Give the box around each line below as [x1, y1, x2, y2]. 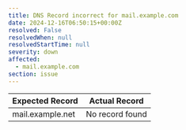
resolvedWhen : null [8, 33, 73, 42]
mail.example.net [12, 108, 76, 119]
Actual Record [89, 95, 144, 106]
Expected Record [12, 95, 78, 106]
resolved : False [8, 26, 62, 34]
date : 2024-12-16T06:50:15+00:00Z [8, 19, 123, 27]
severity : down [8, 48, 59, 56]
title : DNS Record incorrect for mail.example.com [8, 11, 179, 20]
